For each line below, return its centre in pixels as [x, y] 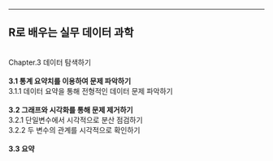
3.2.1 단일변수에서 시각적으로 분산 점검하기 [76, 120]
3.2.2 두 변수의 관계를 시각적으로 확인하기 [74, 129]
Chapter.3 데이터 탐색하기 [50, 62]
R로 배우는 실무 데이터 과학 [71, 33]
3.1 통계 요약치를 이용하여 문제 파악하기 [70, 81]
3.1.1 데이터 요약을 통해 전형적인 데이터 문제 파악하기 [91, 91]
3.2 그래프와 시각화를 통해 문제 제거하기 [71, 109]
